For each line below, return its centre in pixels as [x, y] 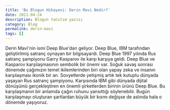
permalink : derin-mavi [29, 29]
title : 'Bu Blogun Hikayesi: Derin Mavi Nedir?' [58, 10]
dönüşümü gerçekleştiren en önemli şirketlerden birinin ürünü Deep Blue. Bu [85, 86]
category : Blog [21, 24]
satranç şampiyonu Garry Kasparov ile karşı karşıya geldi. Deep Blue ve [80, 59]
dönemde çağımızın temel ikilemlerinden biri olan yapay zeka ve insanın [80, 70]
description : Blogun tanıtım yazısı [44, 19]
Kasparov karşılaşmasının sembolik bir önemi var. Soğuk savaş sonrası [79, 64]
